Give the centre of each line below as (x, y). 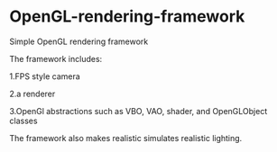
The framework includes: (56, 58)
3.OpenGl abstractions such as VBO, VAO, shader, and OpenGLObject (138, 111)
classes (23, 121)
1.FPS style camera (45, 76)
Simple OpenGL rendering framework (79, 41)
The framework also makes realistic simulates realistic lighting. (126, 138)
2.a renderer (32, 94)
